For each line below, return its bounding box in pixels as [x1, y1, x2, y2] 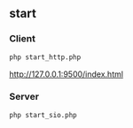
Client [9, 33, 35, 45]
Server [9, 91, 40, 103]
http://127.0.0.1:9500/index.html [9, 69, 124, 79]
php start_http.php [9, 52, 82, 62]
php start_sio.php [9, 110, 77, 119]
